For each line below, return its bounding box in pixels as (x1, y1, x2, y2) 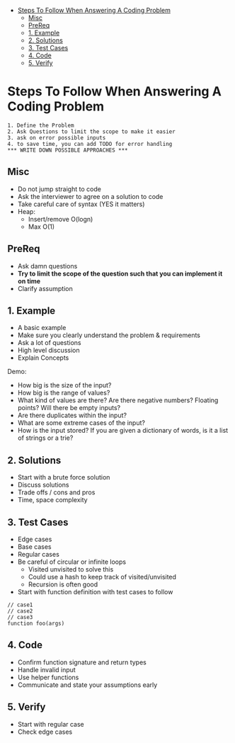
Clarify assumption (17, 284, 73, 293)
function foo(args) (7, 620, 65, 627)
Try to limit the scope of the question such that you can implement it (17, 269, 223, 278)
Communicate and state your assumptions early (17, 680, 158, 689)
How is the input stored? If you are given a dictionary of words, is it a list (17, 426, 229, 435)
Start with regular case (17, 720, 85, 728)
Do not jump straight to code (17, 184, 101, 193)
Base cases (17, 543, 52, 551)
